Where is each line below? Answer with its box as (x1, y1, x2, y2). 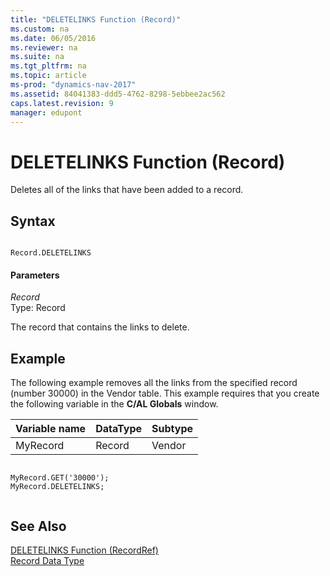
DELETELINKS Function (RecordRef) (10, 544, 159, 556)
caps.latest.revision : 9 (10, 98, 114, 108)
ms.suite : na (10, 52, 65, 62)
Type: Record (10, 302, 66, 314)
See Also (10, 517, 67, 535)
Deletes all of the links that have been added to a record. (10, 184, 244, 196)
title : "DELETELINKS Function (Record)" (10, 14, 182, 25)
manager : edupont (10, 107, 83, 118)
